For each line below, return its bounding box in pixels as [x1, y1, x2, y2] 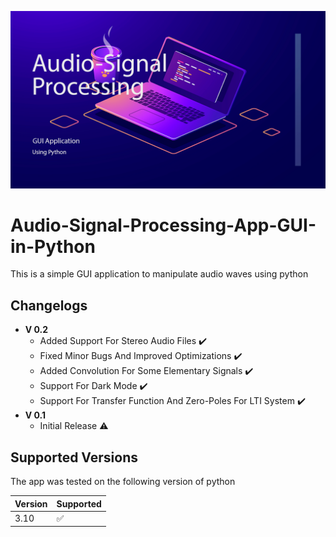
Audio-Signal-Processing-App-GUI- [10, 214, 317, 236]
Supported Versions [10, 449, 138, 466]
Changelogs [10, 297, 88, 314]
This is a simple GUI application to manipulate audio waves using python [10, 268, 309, 280]
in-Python [10, 235, 96, 258]
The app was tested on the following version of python [10, 476, 236, 488]
